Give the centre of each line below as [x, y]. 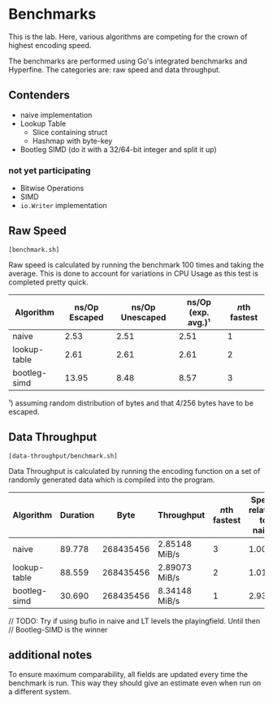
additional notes [50, 655]
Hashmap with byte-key [72, 141]
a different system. [40, 692]
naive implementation [56, 115]
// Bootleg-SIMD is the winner [58, 629]
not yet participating [50, 170]
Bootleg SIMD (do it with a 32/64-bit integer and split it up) [118, 149]
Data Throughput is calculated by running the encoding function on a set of [134, 471]
